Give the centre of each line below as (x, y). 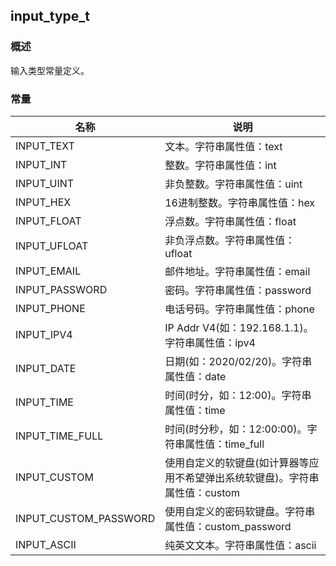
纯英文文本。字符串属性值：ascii (240, 545)
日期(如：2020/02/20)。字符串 (238, 361)
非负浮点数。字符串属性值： (230, 240)
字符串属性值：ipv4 (210, 342)
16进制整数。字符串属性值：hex (240, 202)
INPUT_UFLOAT (52, 246)
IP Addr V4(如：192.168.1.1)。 (239, 327)
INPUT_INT (41, 164)
